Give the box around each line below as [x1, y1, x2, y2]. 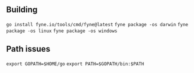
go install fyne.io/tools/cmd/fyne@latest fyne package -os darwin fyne [6, 21, 189, 27]
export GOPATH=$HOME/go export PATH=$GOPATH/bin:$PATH [6, 61, 144, 67]
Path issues [6, 44, 51, 54]
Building [6, 5, 38, 15]
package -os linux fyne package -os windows [6, 28, 118, 34]
